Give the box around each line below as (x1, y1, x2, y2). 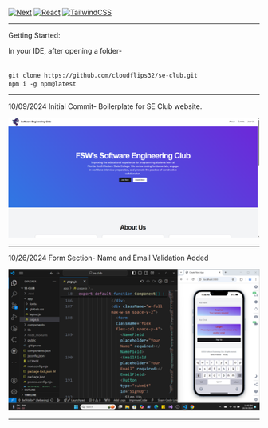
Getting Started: (8, 30, 61, 40)
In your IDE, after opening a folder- (8, 46, 122, 55)
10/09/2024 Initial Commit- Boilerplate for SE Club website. (8, 102, 203, 111)
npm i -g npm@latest (8, 80, 77, 88)
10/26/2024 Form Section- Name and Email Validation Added (8, 253, 209, 263)
